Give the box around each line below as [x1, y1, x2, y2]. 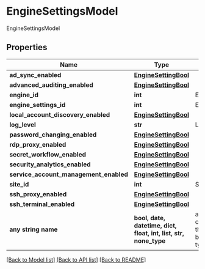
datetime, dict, [134, 221, 177, 230]
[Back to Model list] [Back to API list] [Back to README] [6, 256, 146, 263]
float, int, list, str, [134, 229, 184, 237]
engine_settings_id [9, 100, 66, 109]
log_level [9, 120, 37, 129]
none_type [134, 237, 166, 245]
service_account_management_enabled [9, 170, 128, 179]
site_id [9, 180, 29, 188]
